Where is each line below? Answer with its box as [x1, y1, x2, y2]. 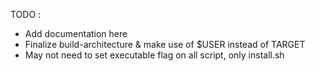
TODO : [10, 9, 42, 20]
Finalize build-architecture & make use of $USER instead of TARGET [24, 39, 306, 50]
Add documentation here [24, 28, 128, 39]
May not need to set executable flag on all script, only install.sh [24, 49, 285, 61]
